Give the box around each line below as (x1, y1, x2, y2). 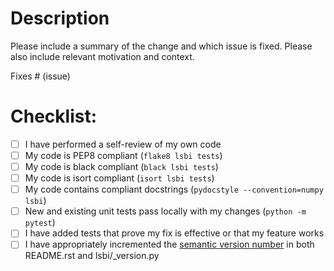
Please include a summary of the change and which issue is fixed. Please (10, 40, 313, 52)
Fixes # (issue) (10, 70, 71, 82)
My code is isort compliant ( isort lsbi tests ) (24, 172, 215, 184)
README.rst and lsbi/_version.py (24, 250, 160, 262)
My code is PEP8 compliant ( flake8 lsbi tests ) (24, 149, 223, 161)
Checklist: (10, 105, 98, 128)
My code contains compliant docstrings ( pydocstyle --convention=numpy (24, 183, 324, 196)
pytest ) (24, 217, 56, 229)
